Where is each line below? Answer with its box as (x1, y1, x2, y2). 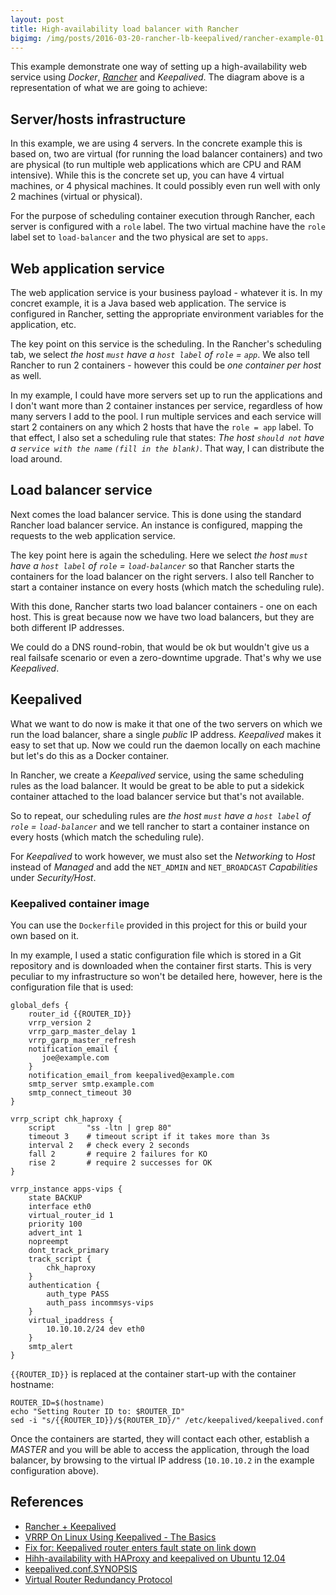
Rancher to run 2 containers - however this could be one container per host (10, 359, 322, 371)
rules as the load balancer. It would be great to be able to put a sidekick (10, 779, 305, 791)
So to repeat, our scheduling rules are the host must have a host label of (10, 809, 312, 821)
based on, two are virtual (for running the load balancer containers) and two (10, 148, 323, 160)
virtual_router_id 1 (28, 1210, 114, 1220)
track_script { (28, 1254, 92, 1264)
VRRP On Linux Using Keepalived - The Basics (24, 1531, 217, 1543)
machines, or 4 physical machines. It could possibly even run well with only (10, 180, 321, 192)
